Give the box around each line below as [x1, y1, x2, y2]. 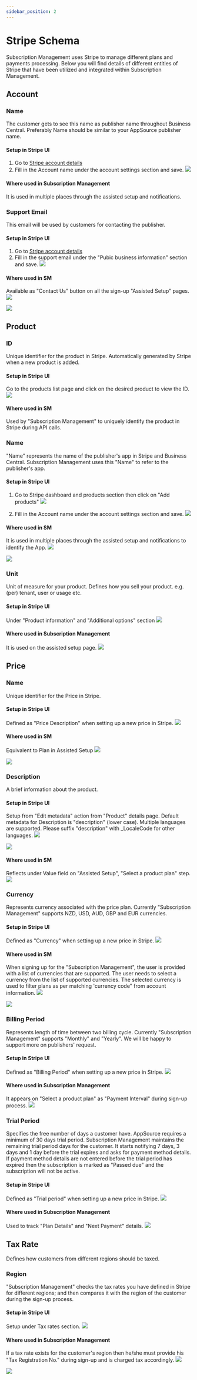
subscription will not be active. [6, 1167, 81, 1175]
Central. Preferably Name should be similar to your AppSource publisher [6, 127, 181, 134]
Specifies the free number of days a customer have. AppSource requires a [6, 1130, 186, 1137]
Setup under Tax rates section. [6, 1323, 81, 1330]
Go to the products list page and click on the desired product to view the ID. [6, 385, 189, 392]
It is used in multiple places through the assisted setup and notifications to [6, 537, 186, 544]
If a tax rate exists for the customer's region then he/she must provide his [6, 1349, 184, 1356]
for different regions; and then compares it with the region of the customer [6, 1289, 186, 1296]
